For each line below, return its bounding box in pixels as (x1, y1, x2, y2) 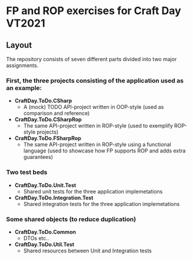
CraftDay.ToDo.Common (14, 228, 76, 235)
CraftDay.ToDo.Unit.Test (14, 181, 76, 189)
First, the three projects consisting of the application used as (6, 76, 184, 85)
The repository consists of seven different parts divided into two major (6, 56, 177, 62)
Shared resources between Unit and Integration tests (23, 247, 152, 254)
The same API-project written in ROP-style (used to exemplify (23, 122, 174, 129)
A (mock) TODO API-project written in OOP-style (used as (23, 104, 164, 111)
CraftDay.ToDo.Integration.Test (14, 194, 94, 201)
